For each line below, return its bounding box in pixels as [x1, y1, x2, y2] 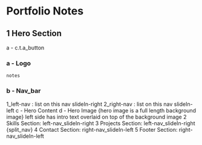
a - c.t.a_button [6, 44, 45, 51]
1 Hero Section [6, 28, 62, 39]
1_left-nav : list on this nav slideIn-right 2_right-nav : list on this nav [6, 100, 173, 108]
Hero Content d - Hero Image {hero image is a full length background [24, 106, 197, 114]
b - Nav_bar [6, 87, 41, 95]
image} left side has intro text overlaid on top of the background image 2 [6, 113, 187, 120]
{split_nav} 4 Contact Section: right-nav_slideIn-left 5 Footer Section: [6, 126, 178, 133]
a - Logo [6, 59, 31, 67]
